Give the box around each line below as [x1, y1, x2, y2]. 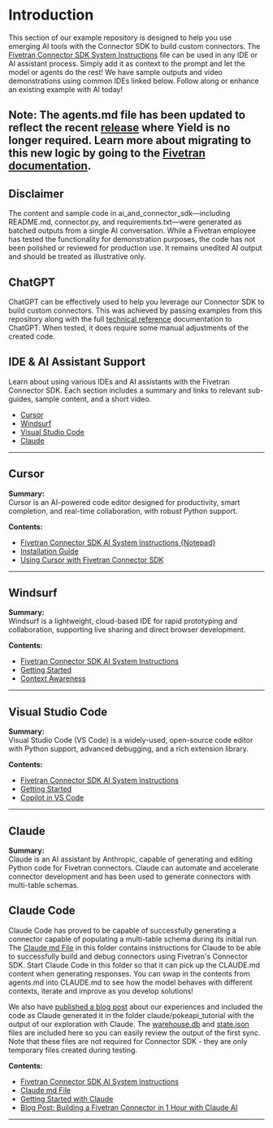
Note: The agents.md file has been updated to [8, 108, 246, 122]
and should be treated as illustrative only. [8, 252, 146, 261]
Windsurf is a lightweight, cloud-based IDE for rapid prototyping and [8, 617, 238, 626]
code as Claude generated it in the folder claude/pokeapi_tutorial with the [8, 1010, 254, 1020]
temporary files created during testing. [8, 1045, 138, 1055]
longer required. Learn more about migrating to [8, 134, 252, 147]
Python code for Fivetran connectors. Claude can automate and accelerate [8, 863, 259, 873]
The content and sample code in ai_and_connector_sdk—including [8, 208, 231, 218]
